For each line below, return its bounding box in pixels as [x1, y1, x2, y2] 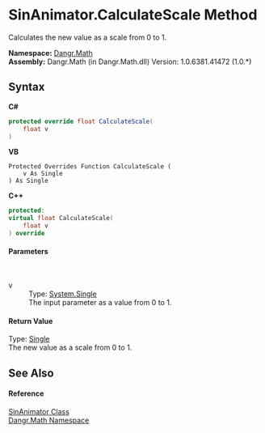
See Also [8, 366, 54, 380]
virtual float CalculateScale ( [8, 214, 114, 223]
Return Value [8, 316, 53, 325]
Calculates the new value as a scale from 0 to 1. [8, 32, 167, 42]
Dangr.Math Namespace [8, 415, 90, 425]
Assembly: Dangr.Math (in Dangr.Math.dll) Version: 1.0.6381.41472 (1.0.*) [8, 57, 252, 66]
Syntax [8, 80, 45, 94]
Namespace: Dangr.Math [8, 48, 93, 57]
